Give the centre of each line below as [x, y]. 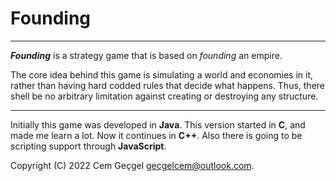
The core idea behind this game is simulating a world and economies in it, [162, 74]
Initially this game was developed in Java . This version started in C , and [158, 124]
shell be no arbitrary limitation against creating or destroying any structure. [164, 96]
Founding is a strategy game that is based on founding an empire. [146, 55]
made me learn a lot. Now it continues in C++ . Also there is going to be [156, 135]
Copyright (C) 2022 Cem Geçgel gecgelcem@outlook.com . [132, 165]
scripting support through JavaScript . [88, 146]
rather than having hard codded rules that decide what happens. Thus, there [168, 85]
